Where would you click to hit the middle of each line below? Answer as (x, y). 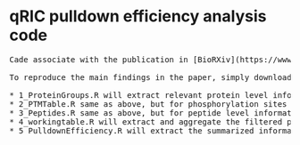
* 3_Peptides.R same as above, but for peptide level (129, 113)
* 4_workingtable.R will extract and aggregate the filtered (146, 121)
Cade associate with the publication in (99, 59)
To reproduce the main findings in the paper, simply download (150, 77)
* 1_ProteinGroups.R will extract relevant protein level (139, 95)
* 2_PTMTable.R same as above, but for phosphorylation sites (148, 104)
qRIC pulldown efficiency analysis (138, 16)
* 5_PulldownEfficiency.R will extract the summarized (132, 130)
